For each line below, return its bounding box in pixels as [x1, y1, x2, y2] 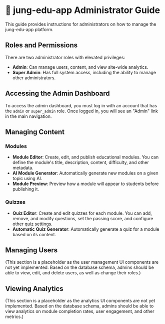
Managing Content [5, 127, 65, 136]
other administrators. [12, 75, 56, 81]
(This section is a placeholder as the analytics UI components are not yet [5, 298, 155, 304]
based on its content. [12, 231, 56, 237]
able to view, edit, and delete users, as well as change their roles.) [5, 270, 141, 276]
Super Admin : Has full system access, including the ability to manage [12, 69, 156, 75]
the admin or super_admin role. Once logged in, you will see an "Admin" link [5, 108, 158, 114]
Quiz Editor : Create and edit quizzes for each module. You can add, [12, 210, 152, 216]
